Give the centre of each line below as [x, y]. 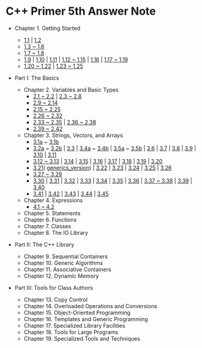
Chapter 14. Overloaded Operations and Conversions [90, 306]
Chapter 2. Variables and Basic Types [71, 89]
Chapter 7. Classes [47, 226]
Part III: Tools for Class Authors [54, 287]
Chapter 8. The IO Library [56, 232]
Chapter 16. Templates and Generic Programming [86, 319]
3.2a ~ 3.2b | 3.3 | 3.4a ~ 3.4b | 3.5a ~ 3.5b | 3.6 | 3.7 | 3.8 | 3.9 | [114, 148]
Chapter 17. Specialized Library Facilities [74, 325]
